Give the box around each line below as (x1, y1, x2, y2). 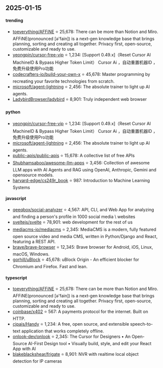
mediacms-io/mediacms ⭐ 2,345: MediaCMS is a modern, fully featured (12, 226, 157, 232)
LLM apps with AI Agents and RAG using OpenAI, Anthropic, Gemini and (12, 166, 157, 172)
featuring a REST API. (12, 239, 56, 244)
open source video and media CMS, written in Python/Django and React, (12, 234, 158, 239)
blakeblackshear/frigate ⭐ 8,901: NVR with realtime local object (12, 351, 139, 357)
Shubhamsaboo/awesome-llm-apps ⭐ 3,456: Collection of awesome (12, 160, 150, 166)
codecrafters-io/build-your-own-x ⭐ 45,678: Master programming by (12, 71, 150, 77)
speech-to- (130, 321, 153, 327)
